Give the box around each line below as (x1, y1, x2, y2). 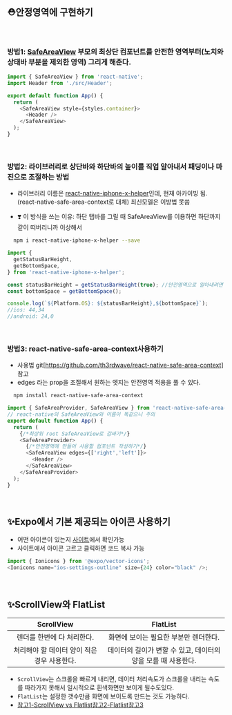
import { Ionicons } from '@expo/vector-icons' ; (7, 558, 150, 565)
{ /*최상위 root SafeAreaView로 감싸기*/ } (19, 430, 130, 437)
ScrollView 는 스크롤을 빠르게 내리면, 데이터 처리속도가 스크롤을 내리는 (17, 674, 207, 683)
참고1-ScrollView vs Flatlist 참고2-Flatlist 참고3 (17, 700, 144, 709)
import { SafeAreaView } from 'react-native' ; (7, 73, 144, 81)
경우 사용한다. (34, 656, 77, 665)
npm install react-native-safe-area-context (13, 392, 144, 399)
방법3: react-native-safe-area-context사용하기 (7, 344, 164, 354)
